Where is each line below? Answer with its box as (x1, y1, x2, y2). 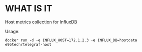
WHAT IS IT (5, 3, 53, 14)
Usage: (5, 28, 20, 34)
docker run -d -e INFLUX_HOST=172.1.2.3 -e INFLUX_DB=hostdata (5, 37, 138, 43)
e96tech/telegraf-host (5, 42, 52, 47)
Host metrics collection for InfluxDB (5, 19, 77, 25)
